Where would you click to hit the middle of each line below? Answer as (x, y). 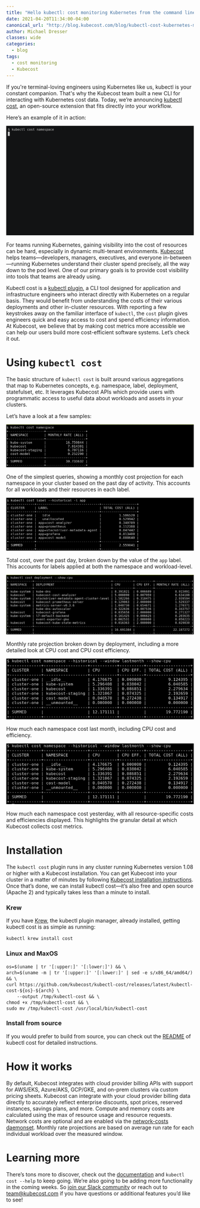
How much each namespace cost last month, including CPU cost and (91, 729)
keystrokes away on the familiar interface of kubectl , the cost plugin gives (97, 313)
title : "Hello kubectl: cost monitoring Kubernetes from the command (94, 13)
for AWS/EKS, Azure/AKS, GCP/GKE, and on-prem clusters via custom (92, 1089)
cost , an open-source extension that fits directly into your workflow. (89, 106)
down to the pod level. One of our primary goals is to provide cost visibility (97, 270)
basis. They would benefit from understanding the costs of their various (94, 300)
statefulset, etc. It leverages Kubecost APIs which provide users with (90, 392)
